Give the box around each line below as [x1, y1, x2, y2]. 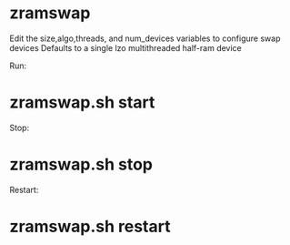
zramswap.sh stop [9, 154, 153, 175]
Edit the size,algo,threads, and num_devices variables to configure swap [9, 33, 281, 44]
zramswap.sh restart [9, 217, 171, 237]
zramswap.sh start [9, 92, 155, 113]
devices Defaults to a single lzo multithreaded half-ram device [9, 42, 243, 53]
